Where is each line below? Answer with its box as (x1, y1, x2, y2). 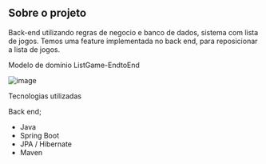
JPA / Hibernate (19, 139, 73, 149)
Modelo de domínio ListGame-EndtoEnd (8, 60, 140, 70)
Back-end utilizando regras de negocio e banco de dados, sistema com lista (8, 27, 259, 37)
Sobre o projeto (8, 6, 86, 20)
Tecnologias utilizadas (8, 91, 82, 101)
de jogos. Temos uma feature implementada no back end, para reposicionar (8, 36, 258, 46)
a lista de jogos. (8, 44, 61, 54)
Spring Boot (19, 130, 60, 140)
